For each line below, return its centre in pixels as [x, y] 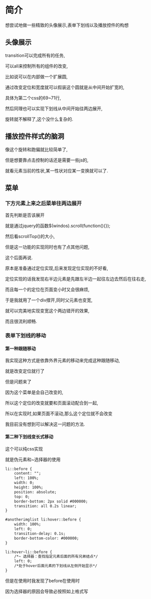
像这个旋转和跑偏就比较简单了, [37, 149]
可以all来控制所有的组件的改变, [37, 66]
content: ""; [28, 473]
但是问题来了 [18, 382]
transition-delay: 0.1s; [40, 533]
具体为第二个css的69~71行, [33, 97]
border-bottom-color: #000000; [47, 538]
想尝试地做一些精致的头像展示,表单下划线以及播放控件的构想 [67, 25]
